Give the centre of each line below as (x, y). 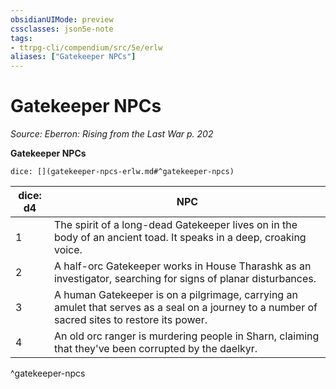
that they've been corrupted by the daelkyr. (155, 349)
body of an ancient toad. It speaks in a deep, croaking (180, 238)
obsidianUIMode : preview (62, 19)
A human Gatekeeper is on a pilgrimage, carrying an (175, 295)
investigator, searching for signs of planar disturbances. (185, 279)
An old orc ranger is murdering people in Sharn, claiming (186, 336)
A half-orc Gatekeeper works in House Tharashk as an (182, 266)
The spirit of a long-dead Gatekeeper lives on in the (175, 225)
